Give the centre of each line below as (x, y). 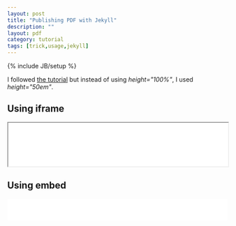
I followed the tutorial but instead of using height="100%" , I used (100, 80)
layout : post (26, 14)
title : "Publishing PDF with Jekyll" (62, 20)
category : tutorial (36, 40)
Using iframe (36, 109)
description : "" (31, 27)
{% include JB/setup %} (42, 66)
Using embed (37, 186)
